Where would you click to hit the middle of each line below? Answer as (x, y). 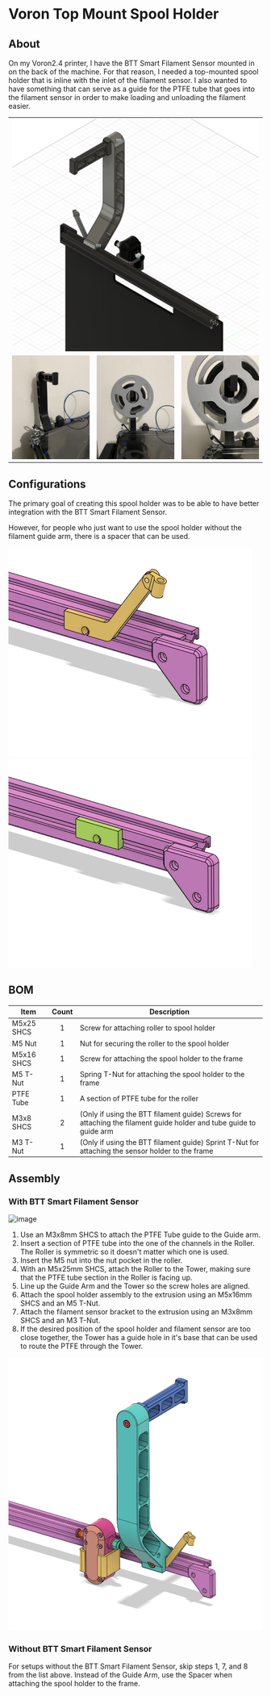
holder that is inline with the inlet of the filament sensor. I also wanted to (128, 80)
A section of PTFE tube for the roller (139, 1098)
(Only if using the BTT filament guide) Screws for (161, 1113)
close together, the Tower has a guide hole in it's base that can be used (139, 1338)
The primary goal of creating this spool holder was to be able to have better (134, 503)
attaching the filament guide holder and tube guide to (168, 1122)
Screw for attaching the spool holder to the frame (161, 1059)
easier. (19, 106)
